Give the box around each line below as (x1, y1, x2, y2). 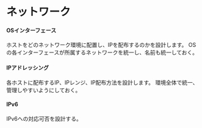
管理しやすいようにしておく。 (6, 86, 81, 94)
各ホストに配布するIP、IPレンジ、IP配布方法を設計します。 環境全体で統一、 (6, 79, 198, 86)
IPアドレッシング (6, 64, 49, 71)
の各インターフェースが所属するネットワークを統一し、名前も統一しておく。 (6, 49, 198, 56)
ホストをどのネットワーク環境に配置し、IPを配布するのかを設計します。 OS (6, 41, 197, 49)
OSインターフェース (6, 26, 57, 34)
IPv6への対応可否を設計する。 (6, 115, 82, 122)
